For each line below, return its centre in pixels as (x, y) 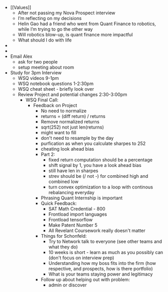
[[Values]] (21, 7)
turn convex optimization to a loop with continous (101, 187)
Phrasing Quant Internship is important (82, 198)
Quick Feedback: (59, 203)
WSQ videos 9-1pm (38, 78)
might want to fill (59, 132)
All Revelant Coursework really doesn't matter (97, 231)
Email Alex (21, 56)
